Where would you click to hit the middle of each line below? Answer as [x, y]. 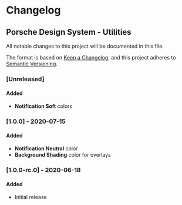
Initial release [31, 197]
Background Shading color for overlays [63, 155]
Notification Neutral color [46, 148]
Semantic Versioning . [32, 64]
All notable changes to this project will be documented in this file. [85, 46]
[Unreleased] [25, 79]
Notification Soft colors [43, 106]
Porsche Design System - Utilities [69, 32]
